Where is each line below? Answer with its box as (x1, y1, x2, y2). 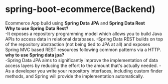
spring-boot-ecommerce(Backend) (5, 3, 155, 15)
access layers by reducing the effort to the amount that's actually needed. (5, 62, 158, 68)
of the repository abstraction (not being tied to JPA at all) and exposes (5, 41, 150, 47)
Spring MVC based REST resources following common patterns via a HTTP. (5, 46, 161, 52)
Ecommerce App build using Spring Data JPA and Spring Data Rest (5, 20, 145, 26)
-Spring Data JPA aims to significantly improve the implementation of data (5, 57, 158, 63)
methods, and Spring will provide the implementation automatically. (5, 73, 144, 79)
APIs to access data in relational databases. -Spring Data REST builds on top (5, 36, 163, 42)
